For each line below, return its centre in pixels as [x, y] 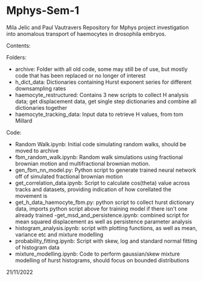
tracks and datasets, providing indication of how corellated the [93, 189]
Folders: [16, 57]
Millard [24, 120]
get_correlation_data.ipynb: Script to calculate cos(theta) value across [102, 183]
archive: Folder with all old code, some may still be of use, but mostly [101, 69]
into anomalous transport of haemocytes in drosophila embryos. [86, 33]
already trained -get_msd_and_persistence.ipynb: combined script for [102, 215]
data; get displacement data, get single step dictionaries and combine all [106, 101]
